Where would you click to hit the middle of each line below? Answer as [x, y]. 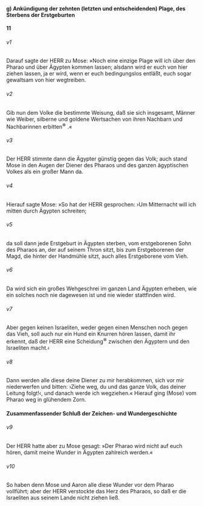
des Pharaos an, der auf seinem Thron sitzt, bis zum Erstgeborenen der [95, 249]
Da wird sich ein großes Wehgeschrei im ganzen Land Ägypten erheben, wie [101, 289]
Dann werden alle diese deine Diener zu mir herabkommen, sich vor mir [95, 380]
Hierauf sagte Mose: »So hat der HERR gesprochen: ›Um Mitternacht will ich [101, 204]
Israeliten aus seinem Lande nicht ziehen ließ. [63, 498]
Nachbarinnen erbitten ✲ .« [39, 126]
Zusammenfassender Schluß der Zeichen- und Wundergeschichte [92, 413]
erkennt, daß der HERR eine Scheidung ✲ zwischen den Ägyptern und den [98, 341]
